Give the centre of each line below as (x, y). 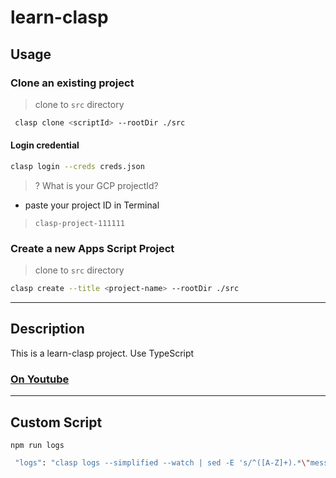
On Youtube (40, 379)
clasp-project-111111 (79, 223)
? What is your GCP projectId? (96, 185)
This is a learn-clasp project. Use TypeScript (102, 353)
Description (47, 329)
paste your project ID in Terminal (92, 205)
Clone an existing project (72, 83)
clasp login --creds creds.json (77, 166)
